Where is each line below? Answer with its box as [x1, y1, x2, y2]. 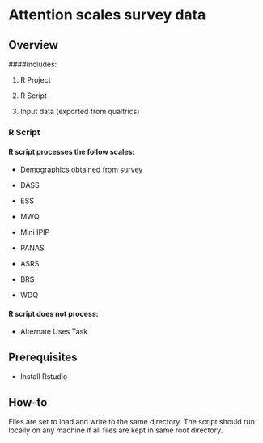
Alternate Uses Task [19, 326, 88, 337]
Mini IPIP [19, 228, 50, 237]
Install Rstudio [19, 372, 68, 381]
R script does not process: [8, 309, 99, 318]
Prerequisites [8, 350, 78, 364]
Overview [8, 38, 59, 52]
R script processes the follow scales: [8, 147, 135, 156]
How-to [8, 395, 48, 409]
